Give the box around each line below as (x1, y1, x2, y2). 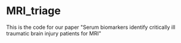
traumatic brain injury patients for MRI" (6, 29, 102, 37)
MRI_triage (6, 4, 61, 18)
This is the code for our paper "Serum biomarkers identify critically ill (6, 24, 176, 31)
